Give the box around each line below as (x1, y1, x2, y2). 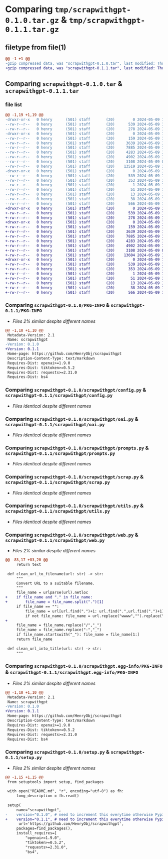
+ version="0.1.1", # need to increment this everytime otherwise (5, 817, 153, 822)
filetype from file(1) (5, 43, 66, 51)
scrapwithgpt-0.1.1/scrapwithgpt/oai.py (5, 422, 105, 427)
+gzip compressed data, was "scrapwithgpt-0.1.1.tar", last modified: (5, 65, 155, 71)
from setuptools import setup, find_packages (7, 779, 104, 784)
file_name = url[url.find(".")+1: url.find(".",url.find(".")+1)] (25, 608, 166, 613)
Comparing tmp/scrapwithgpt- (5, 4, 131, 15)
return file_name (16, 637, 52, 642)
